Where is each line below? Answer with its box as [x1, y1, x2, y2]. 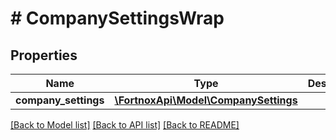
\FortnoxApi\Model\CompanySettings [114, 93, 298, 107]
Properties [10, 47, 78, 64]
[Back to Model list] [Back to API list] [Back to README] [10, 119, 240, 131]
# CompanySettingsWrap [10, 7, 225, 30]
